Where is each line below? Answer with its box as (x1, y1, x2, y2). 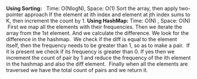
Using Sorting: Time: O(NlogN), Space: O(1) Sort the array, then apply (6, 5, 178, 12)
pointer (6, 11, 23, 18)
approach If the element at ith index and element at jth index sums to (24, 11, 191, 18)
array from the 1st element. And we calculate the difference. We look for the (6, 30, 189, 37)
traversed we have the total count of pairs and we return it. (6, 67, 148, 73)
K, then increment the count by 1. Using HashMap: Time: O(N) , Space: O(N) (6, 17, 191, 24)
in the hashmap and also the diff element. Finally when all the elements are (6, 60, 188, 67)
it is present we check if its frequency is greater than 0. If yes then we (6, 48, 175, 55)
